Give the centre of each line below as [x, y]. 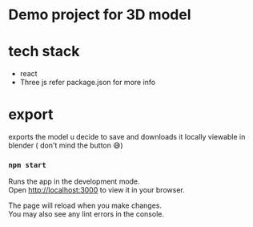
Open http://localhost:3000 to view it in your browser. [97, 190]
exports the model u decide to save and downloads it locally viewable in [127, 137]
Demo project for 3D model [100, 15]
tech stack [44, 52]
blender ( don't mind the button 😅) [66, 145]
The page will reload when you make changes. [85, 205]
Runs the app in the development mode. [74, 181]
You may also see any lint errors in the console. [86, 214]
